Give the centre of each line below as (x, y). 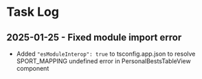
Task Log (33, 12)
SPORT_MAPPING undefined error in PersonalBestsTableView (103, 61)
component (33, 68)
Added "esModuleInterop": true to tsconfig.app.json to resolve (106, 54)
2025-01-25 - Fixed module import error (94, 37)
